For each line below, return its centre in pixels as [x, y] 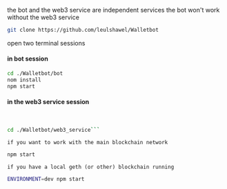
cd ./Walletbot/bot [35, 74]
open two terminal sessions [46, 43]
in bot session [28, 59]
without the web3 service [43, 17]
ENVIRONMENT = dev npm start [46, 179]
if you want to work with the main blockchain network [88, 142]
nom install [24, 80]
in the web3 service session [48, 102]
